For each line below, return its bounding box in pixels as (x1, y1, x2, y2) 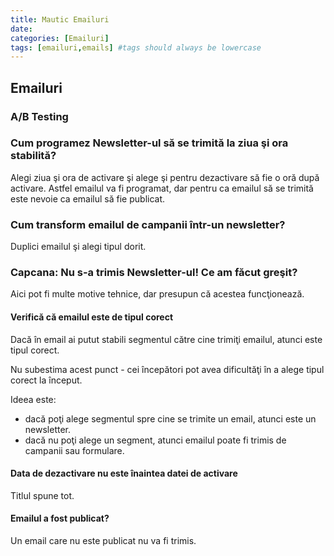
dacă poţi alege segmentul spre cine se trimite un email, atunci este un (24, 412, 317, 425)
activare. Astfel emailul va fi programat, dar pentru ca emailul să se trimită (10, 182, 314, 194)
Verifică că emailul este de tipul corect (10, 311, 174, 323)
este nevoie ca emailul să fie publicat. (10, 192, 166, 205)
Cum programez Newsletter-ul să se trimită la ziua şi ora (10, 136, 289, 150)
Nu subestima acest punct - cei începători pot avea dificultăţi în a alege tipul (10, 363, 325, 375)
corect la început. (10, 374, 83, 386)
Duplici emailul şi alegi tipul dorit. (10, 241, 147, 253)
